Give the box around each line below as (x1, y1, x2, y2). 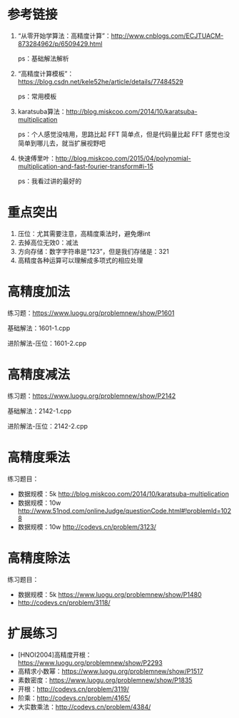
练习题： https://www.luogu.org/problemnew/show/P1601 (7, 308, 175, 317)
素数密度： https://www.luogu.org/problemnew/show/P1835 (17, 675, 193, 684)
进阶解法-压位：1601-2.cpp (7, 339, 87, 347)
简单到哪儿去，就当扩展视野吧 (17, 138, 106, 147)
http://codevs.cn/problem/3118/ (17, 598, 111, 607)
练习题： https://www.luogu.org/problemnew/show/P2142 (7, 391, 176, 400)
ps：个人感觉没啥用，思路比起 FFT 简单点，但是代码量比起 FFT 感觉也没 (17, 130, 230, 138)
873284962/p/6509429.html (17, 39, 103, 48)
